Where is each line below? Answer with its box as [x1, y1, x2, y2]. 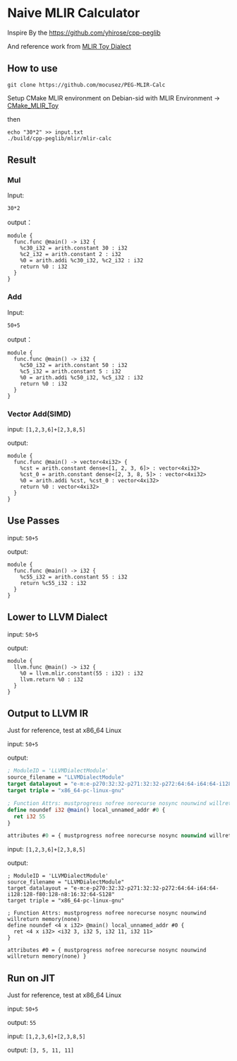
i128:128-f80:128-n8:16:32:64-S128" [7, 891, 115, 898]
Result [7, 154, 37, 166]
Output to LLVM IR [7, 707, 89, 719]
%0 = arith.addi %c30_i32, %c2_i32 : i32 [20, 257, 143, 265]
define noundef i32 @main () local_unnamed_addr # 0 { [7, 806, 166, 813]
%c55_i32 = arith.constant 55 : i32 [20, 573, 128, 581]
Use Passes [7, 515, 60, 527]
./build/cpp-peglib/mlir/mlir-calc [7, 134, 112, 142]
